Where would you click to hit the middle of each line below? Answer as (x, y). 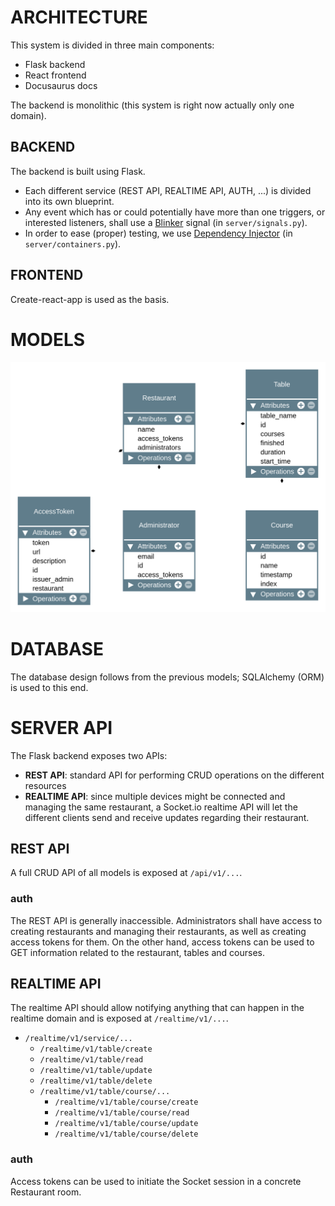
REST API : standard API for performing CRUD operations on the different (174, 775)
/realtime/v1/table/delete (96, 1081)
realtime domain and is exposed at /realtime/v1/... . (119, 1018)
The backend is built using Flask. (78, 171)
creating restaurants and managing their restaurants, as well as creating (158, 931)
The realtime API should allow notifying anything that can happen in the (157, 1008)
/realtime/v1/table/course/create (126, 1102)
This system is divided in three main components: (112, 45)
